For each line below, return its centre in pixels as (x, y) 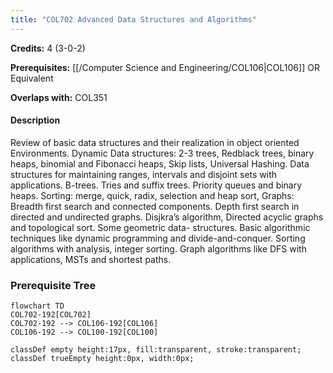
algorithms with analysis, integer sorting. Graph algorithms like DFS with (158, 248)
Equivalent (32, 78)
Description (35, 120)
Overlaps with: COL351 (59, 97)
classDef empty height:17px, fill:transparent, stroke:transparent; (156, 350)
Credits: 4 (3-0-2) (48, 48)
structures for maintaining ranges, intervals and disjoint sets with (144, 174)
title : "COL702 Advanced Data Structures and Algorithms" (133, 19)
